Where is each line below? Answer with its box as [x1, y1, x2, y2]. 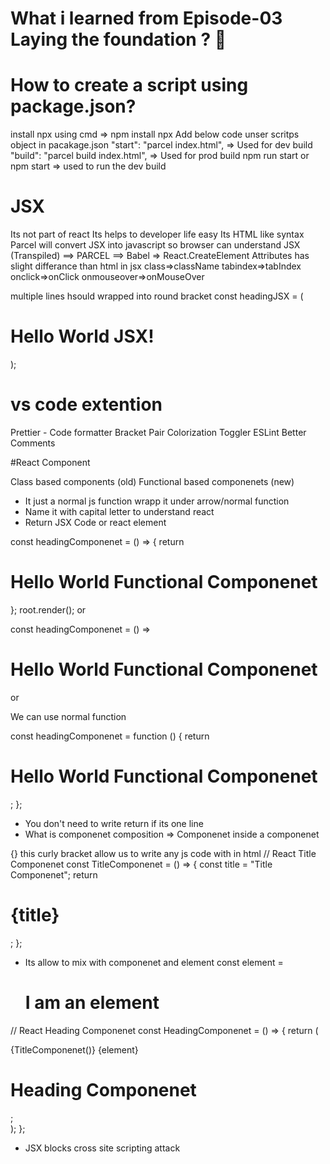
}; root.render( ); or [10, 603, 87, 616]
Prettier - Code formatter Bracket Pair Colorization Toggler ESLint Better [10, 426, 307, 438]
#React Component [10, 456, 91, 468]
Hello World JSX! [10, 325, 155, 348]
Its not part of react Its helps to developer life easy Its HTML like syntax [10, 228, 305, 241]
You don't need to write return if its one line [24, 817, 204, 829]
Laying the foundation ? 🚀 [10, 28, 227, 51]
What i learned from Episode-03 [10, 7, 283, 30]
